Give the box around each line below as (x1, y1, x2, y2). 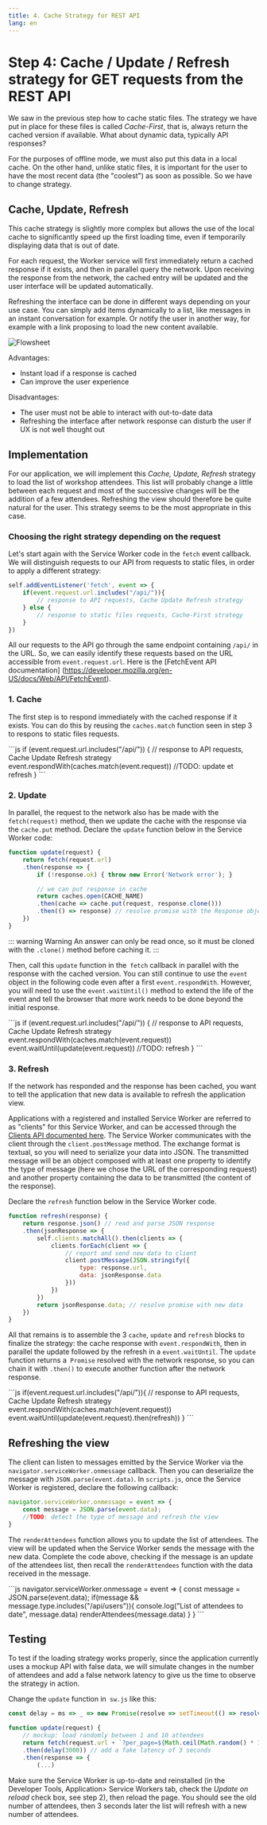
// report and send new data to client (64, 1249, 197, 1258)
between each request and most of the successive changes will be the (8, 486, 240, 496)
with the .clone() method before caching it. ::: (8, 945, 160, 954)
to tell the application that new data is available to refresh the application (8, 1090, 246, 1099)
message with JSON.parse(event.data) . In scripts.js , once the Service (8, 1474, 242, 1484)
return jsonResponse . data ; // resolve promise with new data (37, 1301, 244, 1309)
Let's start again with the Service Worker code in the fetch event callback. (8, 549, 252, 559)
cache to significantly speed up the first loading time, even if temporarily (8, 232, 246, 242)
